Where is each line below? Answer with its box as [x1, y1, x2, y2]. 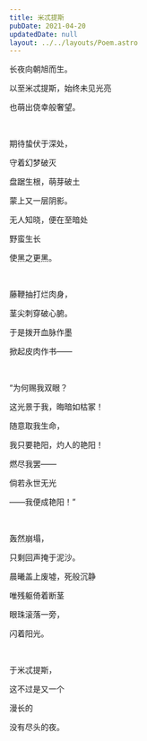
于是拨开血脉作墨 [9, 327, 73, 338]
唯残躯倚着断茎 [9, 590, 65, 601]
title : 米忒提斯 [9, 13, 65, 22]
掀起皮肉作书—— [9, 346, 73, 357]
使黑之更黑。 [9, 253, 56, 263]
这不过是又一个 [9, 684, 65, 694]
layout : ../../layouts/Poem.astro [9, 38, 139, 47]
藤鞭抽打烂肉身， [9, 289, 73, 300]
